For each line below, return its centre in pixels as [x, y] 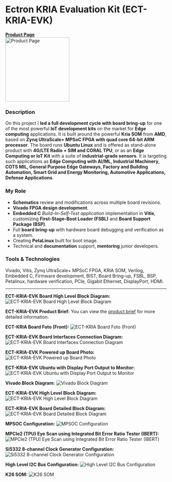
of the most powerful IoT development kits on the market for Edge [76, 129]
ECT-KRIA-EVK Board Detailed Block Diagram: [56, 408]
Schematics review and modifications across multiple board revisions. [87, 202]
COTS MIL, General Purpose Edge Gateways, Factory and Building [77, 167]
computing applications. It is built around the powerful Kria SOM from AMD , [86, 134]
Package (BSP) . [29, 224]
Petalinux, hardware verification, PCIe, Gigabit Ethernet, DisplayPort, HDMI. [84, 281]
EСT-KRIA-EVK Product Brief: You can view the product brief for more [80, 311]
